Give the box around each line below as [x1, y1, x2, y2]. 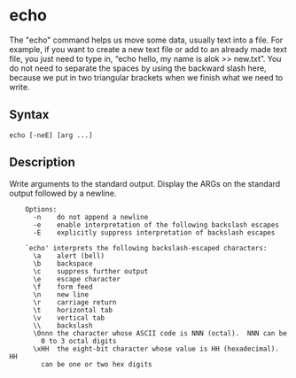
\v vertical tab [32, 313, 105, 322]
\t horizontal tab [32, 305, 113, 314]
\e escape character [32, 274, 121, 283]
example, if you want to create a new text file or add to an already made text [9, 43, 288, 54]
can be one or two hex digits [41, 359, 152, 368]
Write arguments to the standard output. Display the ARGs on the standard [9, 178, 281, 189]
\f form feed [32, 282, 93, 291]
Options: [25, 204, 58, 213]
